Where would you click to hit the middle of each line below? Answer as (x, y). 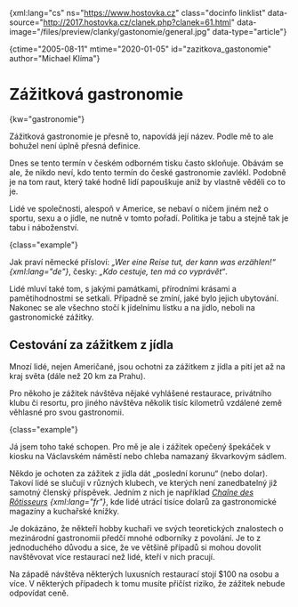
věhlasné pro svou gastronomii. (67, 412)
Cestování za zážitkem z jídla (91, 345)
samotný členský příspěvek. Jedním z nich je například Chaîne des (132, 492)
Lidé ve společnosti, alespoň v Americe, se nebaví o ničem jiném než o (139, 208)
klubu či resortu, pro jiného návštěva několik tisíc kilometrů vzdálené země (146, 402)
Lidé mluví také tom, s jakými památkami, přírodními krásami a (123, 288)
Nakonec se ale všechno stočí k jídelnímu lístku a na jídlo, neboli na (132, 307)
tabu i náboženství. (44, 227)
